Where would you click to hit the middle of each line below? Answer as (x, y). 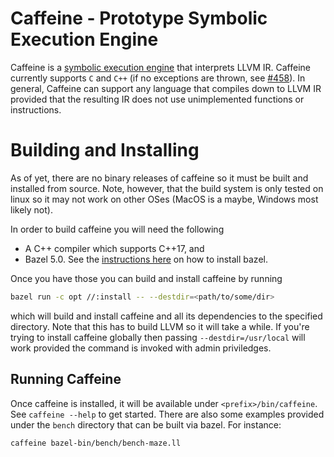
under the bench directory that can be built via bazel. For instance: (146, 424)
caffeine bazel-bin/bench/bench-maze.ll (96, 443)
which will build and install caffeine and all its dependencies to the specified (166, 316)
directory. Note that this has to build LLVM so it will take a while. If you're (160, 326)
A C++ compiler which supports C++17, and (114, 248)
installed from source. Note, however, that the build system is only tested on (167, 188)
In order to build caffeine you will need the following (117, 229)
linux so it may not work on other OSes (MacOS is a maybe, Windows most (164, 199)
